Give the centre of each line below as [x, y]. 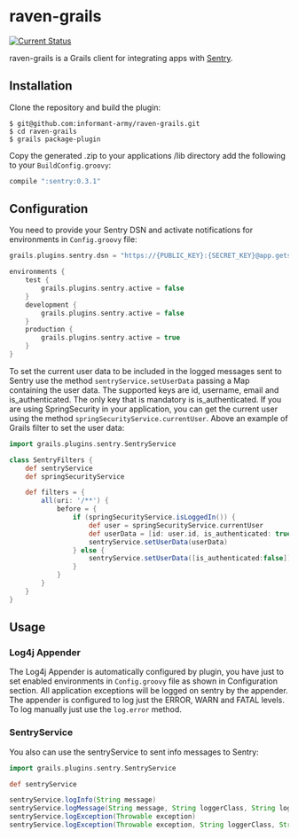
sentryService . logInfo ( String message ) [83, 800]
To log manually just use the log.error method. [95, 709]
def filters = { [55, 493]
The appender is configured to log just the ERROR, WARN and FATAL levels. [147, 700]
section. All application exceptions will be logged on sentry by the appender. [149, 691]
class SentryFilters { [51, 460]
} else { [88, 550]
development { [51, 305]
